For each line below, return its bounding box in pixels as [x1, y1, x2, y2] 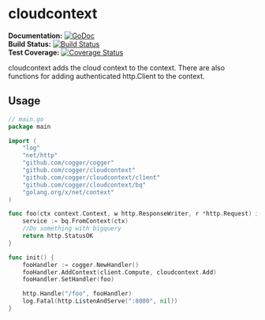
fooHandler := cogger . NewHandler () [22, 261, 140, 269]
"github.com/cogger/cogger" [22, 159, 114, 167]
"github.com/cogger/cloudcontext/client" [22, 173, 160, 182]
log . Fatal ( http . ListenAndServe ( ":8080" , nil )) [22, 297, 178, 305]
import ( [8, 137, 37, 145]
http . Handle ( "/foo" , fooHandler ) [22, 290, 132, 298]
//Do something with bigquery [22, 224, 122, 233]
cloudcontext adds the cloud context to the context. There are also [8, 62, 226, 72]
